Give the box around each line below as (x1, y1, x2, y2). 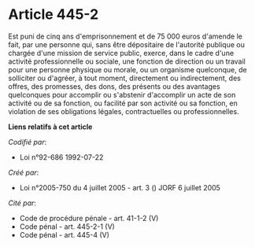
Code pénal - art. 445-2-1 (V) (19, 222, 116, 231)
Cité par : (8, 198, 37, 208)
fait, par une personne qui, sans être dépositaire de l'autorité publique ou (8, 39, 246, 49)
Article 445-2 (8, 6, 99, 24)
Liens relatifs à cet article (8, 122, 93, 131)
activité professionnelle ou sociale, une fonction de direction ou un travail (8, 57, 246, 66)
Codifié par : (8, 137, 47, 146)
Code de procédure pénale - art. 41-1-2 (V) (19, 213, 159, 223)
